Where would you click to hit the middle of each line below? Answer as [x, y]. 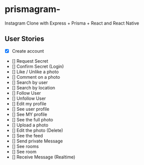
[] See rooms [25, 146]
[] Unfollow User [29, 98]
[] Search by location [33, 88]
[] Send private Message [37, 141]
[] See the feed [27, 135]
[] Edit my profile [29, 103]
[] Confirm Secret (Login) [38, 66]
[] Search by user [30, 82]
